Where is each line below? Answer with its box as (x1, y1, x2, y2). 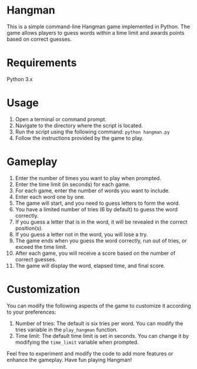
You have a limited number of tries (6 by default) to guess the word (15, 205, 178, 212)
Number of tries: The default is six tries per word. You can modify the (15, 320, 183, 327)
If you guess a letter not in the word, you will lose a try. (15, 231, 148, 238)
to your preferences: (6, 308, 56, 315)
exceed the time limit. (15, 243, 68, 250)
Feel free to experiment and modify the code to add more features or (6, 350, 173, 357)
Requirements (6, 56, 77, 69)
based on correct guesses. (6, 35, 72, 42)
